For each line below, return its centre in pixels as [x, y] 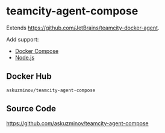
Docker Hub [29, 76]
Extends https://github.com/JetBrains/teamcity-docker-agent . [83, 28]
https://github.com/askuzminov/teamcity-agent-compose [77, 123]
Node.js [25, 57]
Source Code [31, 109]
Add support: [23, 39]
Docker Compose [37, 51]
